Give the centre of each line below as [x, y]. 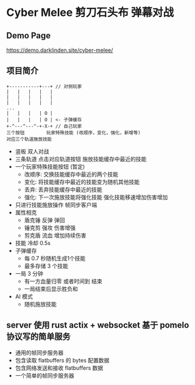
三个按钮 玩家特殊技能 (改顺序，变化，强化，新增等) [74, 133]
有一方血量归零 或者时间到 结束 [63, 281]
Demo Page [29, 35]
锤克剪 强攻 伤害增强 [50, 227]
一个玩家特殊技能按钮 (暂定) [50, 166]
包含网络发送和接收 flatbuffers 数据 [59, 368]
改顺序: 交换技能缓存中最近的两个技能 [71, 174]
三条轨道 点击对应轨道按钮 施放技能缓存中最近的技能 [81, 159]
